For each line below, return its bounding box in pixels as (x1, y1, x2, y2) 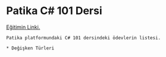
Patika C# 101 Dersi (6, 4, 102, 18)
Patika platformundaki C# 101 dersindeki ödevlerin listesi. (6, 35, 161, 41)
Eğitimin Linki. (6, 24, 40, 31)
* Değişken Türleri (6, 45, 55, 51)
